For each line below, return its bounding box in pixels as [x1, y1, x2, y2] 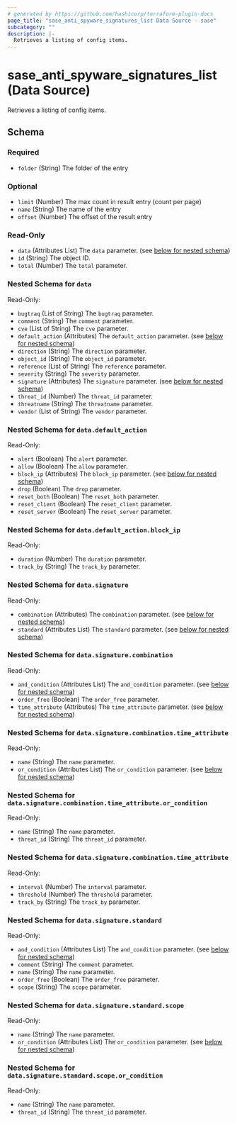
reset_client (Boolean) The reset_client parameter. [17, 499, 172, 508]
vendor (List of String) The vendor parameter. [17, 407, 148, 415]
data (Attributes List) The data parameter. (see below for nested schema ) [17, 246, 231, 255]
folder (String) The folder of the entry [17, 164, 129, 172]
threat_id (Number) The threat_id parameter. [17, 391, 154, 401]
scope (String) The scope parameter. [17, 983, 122, 991]
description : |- [7, 30, 55, 38]
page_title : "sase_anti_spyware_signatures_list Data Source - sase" [7, 17, 217, 24]
